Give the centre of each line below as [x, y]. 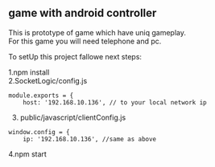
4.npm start [27, 154]
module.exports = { [41, 96]
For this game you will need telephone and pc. [85, 41]
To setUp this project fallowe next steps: [75, 56]
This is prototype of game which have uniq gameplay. [97, 32]
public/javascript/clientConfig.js [73, 117]
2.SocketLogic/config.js [48, 80]
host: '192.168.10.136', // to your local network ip [115, 102]
